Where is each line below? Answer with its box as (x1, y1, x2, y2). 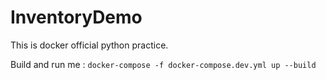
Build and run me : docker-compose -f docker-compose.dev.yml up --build (10, 58, 317, 70)
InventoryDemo (10, 6, 143, 29)
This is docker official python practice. (10, 39, 169, 51)
